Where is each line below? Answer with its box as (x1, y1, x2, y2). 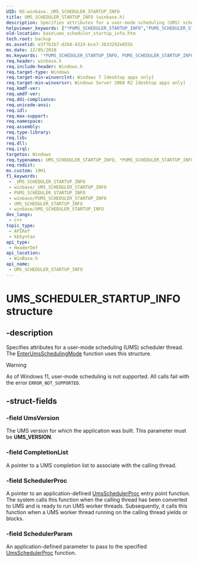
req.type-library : (6, 129, 51, 136)
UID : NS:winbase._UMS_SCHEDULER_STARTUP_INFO (6, 8, 120, 15)
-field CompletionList (6, 448, 69, 456)
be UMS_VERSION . (6, 433, 53, 440)
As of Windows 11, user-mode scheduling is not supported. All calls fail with (6, 373, 190, 380)
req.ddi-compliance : (6, 96, 57, 102)
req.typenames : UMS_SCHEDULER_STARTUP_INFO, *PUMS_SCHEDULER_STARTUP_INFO (6, 157, 194, 163)
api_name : (6, 261, 31, 267)
